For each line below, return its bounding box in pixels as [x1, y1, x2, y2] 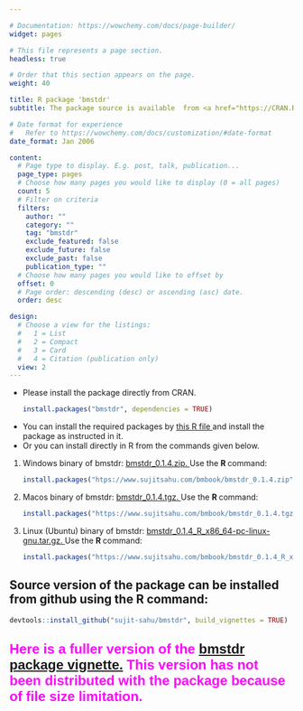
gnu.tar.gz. [22, 535, 63, 546]
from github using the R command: [9, 592, 209, 607]
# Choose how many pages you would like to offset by [17, 270, 224, 280]
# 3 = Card [17, 345, 67, 355]
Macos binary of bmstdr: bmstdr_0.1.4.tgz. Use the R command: [22, 491, 259, 502]
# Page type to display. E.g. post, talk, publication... [17, 162, 241, 171]
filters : [17, 203, 50, 212]
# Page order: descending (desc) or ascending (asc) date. [17, 287, 244, 296]
